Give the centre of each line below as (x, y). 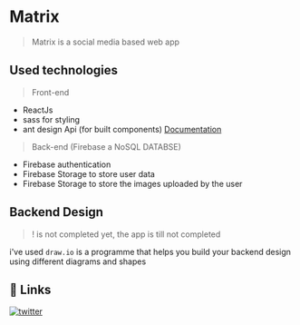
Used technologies (64, 70)
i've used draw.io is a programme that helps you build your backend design (150, 251)
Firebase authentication (67, 164)
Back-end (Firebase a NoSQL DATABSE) (106, 146)
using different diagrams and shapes (78, 261)
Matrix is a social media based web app (105, 42)
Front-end (50, 92)
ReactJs (38, 110)
